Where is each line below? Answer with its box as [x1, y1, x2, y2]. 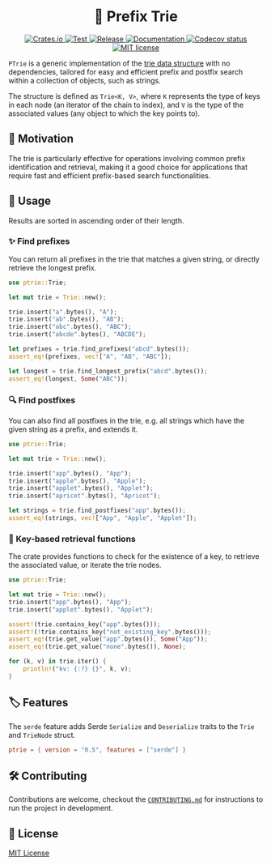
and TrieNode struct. [8, 730, 76, 739]
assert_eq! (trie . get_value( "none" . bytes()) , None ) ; [8, 643, 186, 651]
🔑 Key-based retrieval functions [8, 533, 136, 544]
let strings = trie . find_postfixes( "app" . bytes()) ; [8, 506, 186, 515]
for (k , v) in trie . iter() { [8, 658, 107, 666]
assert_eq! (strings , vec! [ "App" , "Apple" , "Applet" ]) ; [8, 514, 197, 522]
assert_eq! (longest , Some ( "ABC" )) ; [8, 374, 129, 383]
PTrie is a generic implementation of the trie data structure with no [8, 58, 231, 68]
